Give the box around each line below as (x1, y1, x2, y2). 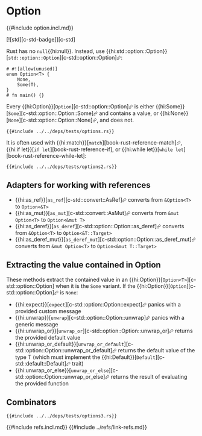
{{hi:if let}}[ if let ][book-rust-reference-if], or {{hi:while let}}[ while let (6, 146, 184, 153)
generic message (14, 320, 58, 328)
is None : (60, 288, 78, 296)
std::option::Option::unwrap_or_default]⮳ (14, 346, 117, 353)
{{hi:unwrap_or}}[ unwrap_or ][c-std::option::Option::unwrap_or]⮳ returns (14, 327, 193, 334)
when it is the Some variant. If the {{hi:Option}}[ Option (55, 282, 187, 290)
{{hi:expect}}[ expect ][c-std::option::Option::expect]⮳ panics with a (14, 301, 181, 308)
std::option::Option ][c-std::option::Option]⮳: (8, 54, 123, 61)
